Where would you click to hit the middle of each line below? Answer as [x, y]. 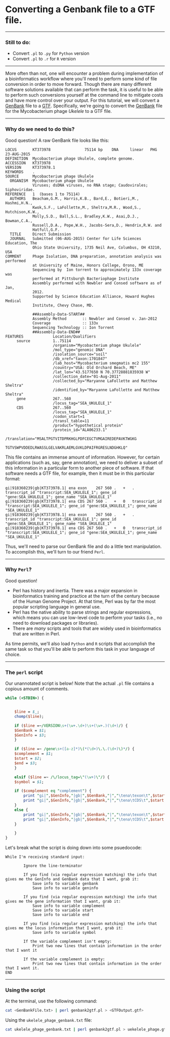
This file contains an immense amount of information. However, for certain [83, 457]
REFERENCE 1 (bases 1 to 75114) [43, 194]
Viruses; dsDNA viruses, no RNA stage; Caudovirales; [90, 185]
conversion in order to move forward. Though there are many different [78, 84]
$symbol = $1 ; [29, 782]
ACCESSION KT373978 [28, 163]
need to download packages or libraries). [55, 623]
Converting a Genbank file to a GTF [80, 9]
